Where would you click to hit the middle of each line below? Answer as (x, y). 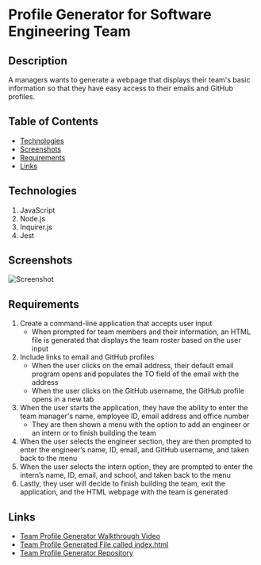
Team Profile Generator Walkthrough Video (90, 536)
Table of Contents (54, 122)
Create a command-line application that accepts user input (116, 324)
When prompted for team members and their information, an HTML (141, 332)
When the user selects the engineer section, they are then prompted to (136, 441)
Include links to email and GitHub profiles (87, 357)
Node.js (33, 218)
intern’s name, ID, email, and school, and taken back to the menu (125, 475)
